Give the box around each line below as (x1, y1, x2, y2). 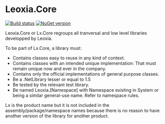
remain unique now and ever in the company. (12, 66, 107, 72)
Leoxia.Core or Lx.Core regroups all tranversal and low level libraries (5, 30, 147, 36)
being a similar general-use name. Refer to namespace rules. (12, 92, 140, 98)
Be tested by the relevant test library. (12, 82, 89, 88)
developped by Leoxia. (5, 35, 53, 41)
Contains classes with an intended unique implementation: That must (12, 60, 156, 66)
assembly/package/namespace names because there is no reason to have (5, 107, 160, 113)
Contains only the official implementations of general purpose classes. (12, 71, 159, 77)
